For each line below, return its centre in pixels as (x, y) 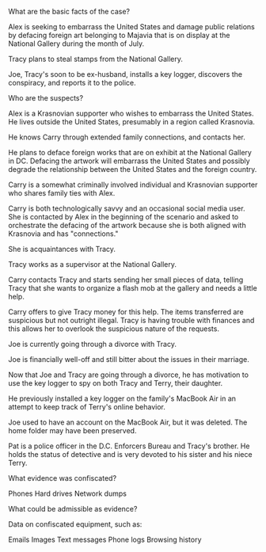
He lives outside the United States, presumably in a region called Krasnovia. (132, 122)
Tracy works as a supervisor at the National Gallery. (92, 264)
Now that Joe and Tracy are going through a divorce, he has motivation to (129, 375)
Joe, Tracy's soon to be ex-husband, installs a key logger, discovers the (125, 74)
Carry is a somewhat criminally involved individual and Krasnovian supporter (133, 185)
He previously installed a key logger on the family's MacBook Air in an (122, 398)
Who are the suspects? (46, 98)
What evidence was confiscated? (63, 478)
